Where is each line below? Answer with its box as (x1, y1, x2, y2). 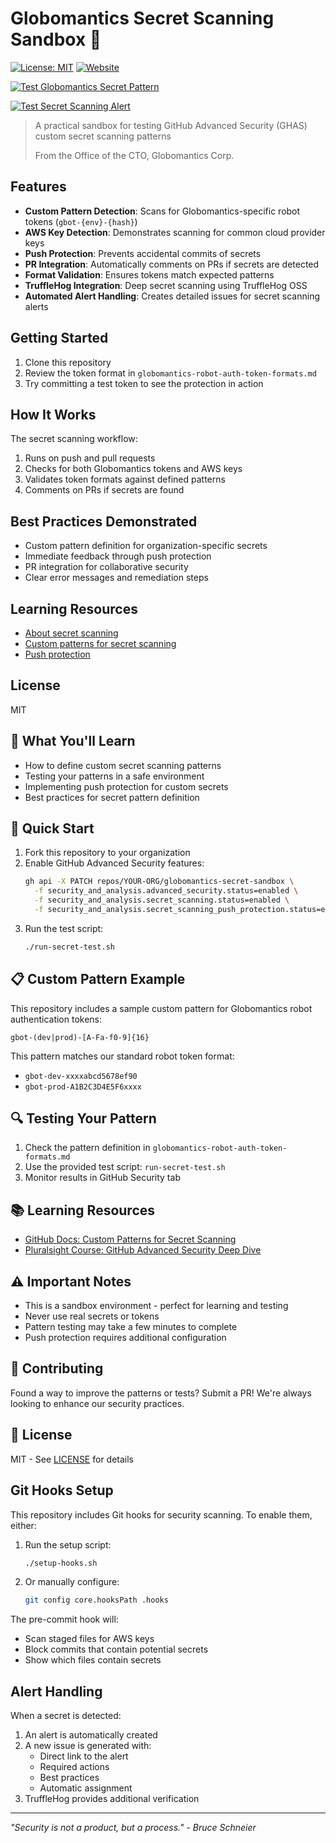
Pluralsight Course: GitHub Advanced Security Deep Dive (24, 1244, 262, 1256)
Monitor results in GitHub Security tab (24, 1172, 181, 1184)
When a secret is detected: (10, 1710, 122, 1722)
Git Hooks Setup (10, 1482, 114, 1499)
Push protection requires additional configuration (24, 1332, 227, 1344)
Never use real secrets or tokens (24, 1310, 160, 1322)
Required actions (39, 1761, 110, 1773)
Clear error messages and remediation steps (24, 572, 209, 584)
